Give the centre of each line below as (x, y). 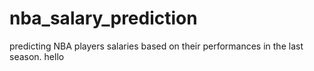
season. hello (37, 56)
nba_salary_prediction (103, 18)
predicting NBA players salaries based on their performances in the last (156, 46)
